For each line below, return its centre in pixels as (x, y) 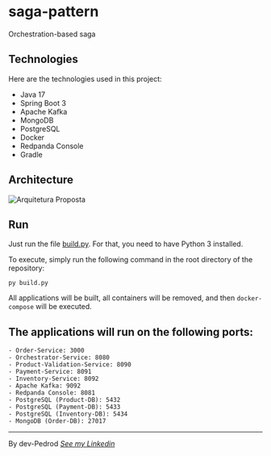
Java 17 (33, 94)
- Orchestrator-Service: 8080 (59, 358)
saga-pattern (54, 12)
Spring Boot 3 (43, 102)
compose (21, 307)
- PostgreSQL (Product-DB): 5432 (65, 400)
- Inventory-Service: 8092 (54, 379)
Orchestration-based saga (52, 34)
